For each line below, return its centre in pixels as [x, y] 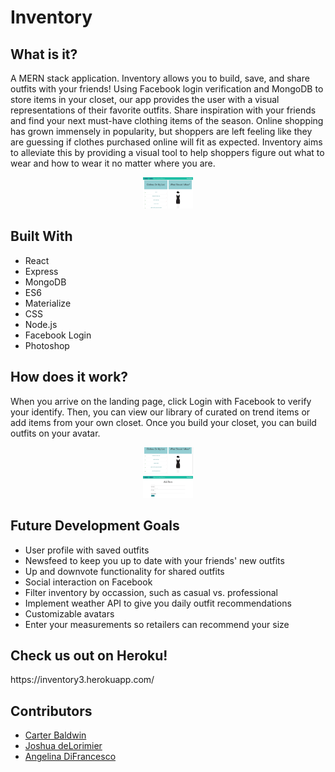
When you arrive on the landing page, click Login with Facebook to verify [161, 401]
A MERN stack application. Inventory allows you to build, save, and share [160, 78]
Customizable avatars [69, 613]
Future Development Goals [95, 526]
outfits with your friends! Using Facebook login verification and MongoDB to [167, 89]
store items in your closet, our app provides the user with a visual [145, 99]
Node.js [41, 324]
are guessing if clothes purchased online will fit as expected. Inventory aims [166, 142]
